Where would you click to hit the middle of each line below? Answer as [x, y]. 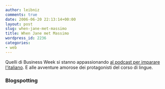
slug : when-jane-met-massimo [36, 29]
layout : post [19, 24]
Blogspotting [22, 80]
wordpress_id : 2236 [26, 38]
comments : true [21, 15]
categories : [18, 43]
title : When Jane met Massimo [37, 33]
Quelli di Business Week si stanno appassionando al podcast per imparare [83, 62]
